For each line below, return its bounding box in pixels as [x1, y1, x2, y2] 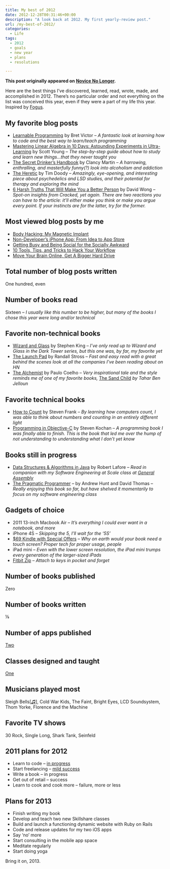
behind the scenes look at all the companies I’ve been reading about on [12, 359, 163, 365]
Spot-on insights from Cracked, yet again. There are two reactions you [12, 192, 161, 198]
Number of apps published [5, 628, 91, 637]
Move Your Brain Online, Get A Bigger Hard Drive [12, 253, 115, 259]
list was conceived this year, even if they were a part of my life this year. [5, 99, 156, 105]
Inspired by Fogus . [5, 104, 44, 110]
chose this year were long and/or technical [5, 314, 95, 321]
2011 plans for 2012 [5, 747, 67, 756]
